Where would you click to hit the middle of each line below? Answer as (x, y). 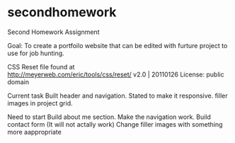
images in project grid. (40, 103)
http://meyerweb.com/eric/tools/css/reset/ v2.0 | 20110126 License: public (116, 74)
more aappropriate (34, 132)
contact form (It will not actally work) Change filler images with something (115, 124)
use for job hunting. (36, 53)
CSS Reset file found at (41, 67)
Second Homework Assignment (53, 32)
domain (18, 81)
